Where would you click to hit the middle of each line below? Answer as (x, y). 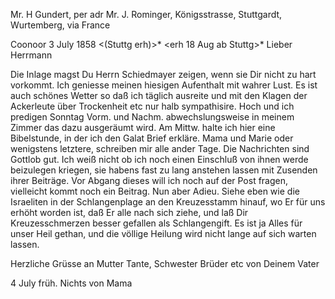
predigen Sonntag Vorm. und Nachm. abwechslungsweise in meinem (152, 117)
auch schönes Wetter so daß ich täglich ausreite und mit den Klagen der (159, 95)
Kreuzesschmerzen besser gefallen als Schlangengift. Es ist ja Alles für (156, 223)
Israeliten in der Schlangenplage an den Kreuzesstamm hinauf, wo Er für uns (168, 202)
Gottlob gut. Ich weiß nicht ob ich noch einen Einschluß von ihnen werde (159, 159)
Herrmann (31, 55)
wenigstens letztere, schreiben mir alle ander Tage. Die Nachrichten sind (160, 148)
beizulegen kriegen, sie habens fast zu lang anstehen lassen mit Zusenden (164, 170)
